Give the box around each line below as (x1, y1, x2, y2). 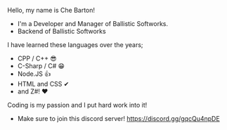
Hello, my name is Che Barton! (7, 6, 96, 14)
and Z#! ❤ (17, 87, 48, 96)
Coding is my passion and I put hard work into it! (7, 101, 148, 109)
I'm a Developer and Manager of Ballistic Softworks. (17, 20, 169, 27)
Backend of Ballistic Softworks (17, 27, 107, 35)
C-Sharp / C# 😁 (17, 62, 65, 70)
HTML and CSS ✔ (17, 80, 70, 88)
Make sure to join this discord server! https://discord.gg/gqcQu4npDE (17, 115, 220, 122)
